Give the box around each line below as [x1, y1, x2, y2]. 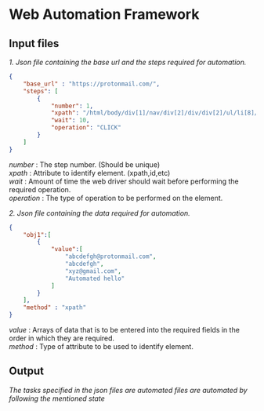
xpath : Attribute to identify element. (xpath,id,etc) [9, 168, 171, 177]
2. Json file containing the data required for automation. [9, 208, 190, 217]
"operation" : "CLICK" [50, 124, 122, 132]
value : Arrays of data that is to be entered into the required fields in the [9, 326, 240, 334]
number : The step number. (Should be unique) [9, 159, 161, 169]
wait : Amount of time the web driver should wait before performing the [9, 176, 239, 186]
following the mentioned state [9, 394, 105, 403]
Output [9, 365, 44, 378]
